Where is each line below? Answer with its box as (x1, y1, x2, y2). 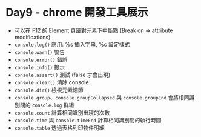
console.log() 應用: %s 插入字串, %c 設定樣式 (14, 41, 130, 48)
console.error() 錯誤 (14, 56, 68, 63)
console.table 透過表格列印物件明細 (14, 124, 105, 131)
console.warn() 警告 (14, 48, 65, 55)
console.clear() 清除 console (14, 78, 89, 85)
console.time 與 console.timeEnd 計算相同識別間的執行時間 (14, 116, 162, 124)
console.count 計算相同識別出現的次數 (14, 109, 110, 116)
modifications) (14, 33, 51, 41)
